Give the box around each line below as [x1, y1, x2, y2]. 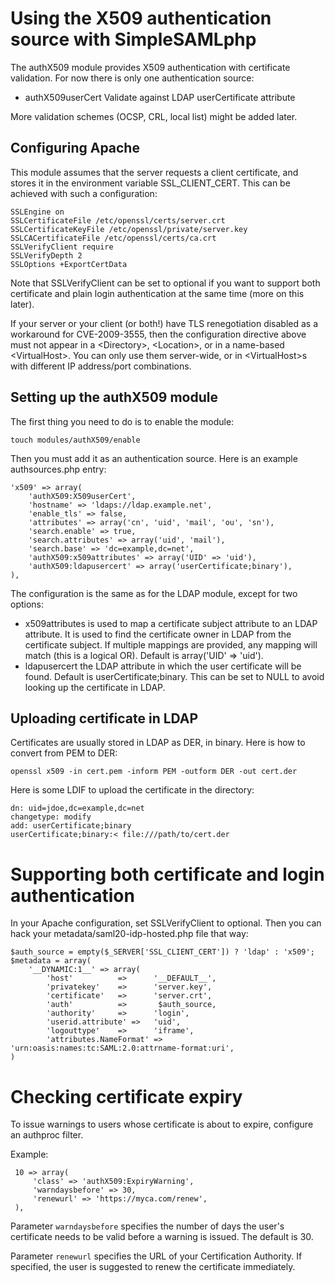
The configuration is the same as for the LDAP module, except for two [10, 587, 298, 599]
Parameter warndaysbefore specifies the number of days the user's [10, 1220, 285, 1232]
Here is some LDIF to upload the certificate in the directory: [10, 784, 255, 796]
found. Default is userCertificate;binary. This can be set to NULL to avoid [24, 670, 325, 682]
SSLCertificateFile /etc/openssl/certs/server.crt [10, 215, 226, 226]
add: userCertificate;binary [10, 821, 132, 831]
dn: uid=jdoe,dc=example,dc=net [10, 803, 145, 814]
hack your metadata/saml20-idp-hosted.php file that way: [10, 928, 249, 940]
